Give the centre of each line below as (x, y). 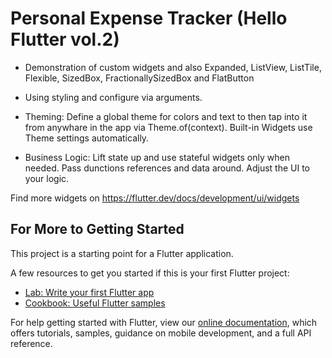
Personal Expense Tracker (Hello (149, 18)
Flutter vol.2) (65, 39)
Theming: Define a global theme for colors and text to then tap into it (166, 116)
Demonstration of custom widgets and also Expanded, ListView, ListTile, (173, 67)
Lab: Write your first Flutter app (89, 292)
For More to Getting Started (97, 229)
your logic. (47, 178)
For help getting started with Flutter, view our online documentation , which (164, 322)
